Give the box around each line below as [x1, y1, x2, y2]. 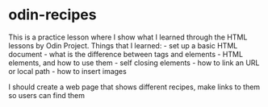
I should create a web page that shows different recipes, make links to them [8, 82, 261, 92]
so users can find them [8, 90, 85, 100]
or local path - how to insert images [8, 66, 127, 76]
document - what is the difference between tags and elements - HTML [8, 49, 244, 59]
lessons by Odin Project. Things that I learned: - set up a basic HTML [8, 40, 238, 50]
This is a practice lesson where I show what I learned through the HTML [8, 32, 248, 42]
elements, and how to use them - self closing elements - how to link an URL [8, 58, 260, 68]
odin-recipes [8, 6, 97, 24]
